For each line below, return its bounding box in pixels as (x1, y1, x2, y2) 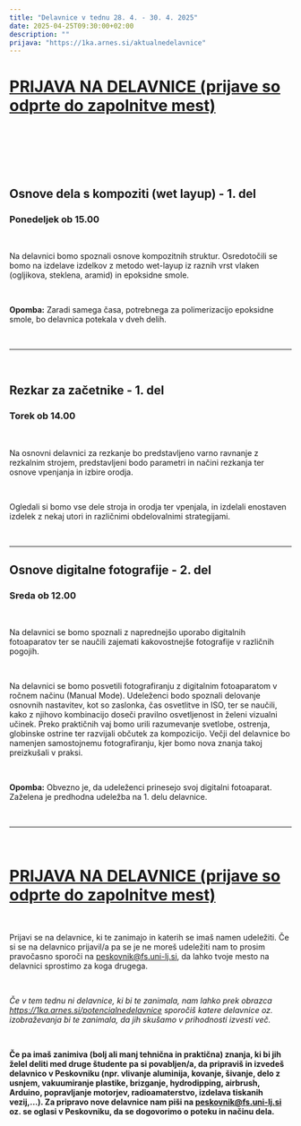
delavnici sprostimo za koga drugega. (9, 960, 149, 972)
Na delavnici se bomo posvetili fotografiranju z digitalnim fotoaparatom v (9, 681, 278, 692)
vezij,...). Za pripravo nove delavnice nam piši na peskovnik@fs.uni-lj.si (9, 1096, 282, 1107)
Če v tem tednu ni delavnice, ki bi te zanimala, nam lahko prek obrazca (9, 995, 273, 1006)
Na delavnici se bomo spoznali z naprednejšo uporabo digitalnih (9, 627, 246, 638)
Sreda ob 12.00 (9, 589, 77, 601)
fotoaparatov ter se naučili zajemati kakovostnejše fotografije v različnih (9, 637, 275, 648)
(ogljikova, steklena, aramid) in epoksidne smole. (9, 270, 190, 280)
